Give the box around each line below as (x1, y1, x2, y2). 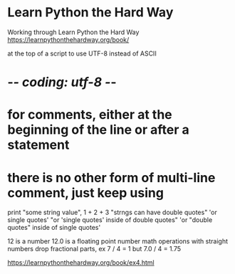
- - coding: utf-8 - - (7, 74, 117, 90)
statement (7, 137, 70, 153)
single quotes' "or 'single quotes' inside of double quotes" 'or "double (7, 216, 213, 224)
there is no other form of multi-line (7, 169, 216, 186)
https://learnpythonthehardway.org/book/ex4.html (7, 258, 155, 267)
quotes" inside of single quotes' (7, 223, 101, 232)
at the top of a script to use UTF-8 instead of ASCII (7, 49, 157, 58)
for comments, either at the (7, 107, 172, 123)
